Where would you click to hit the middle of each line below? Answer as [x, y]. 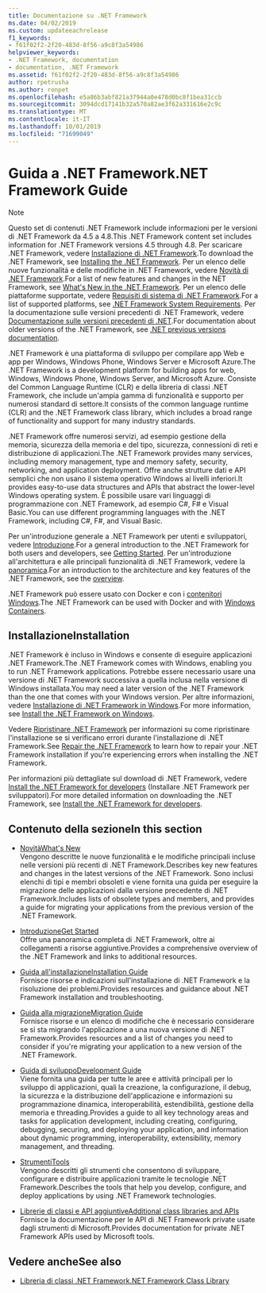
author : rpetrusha [39, 82]
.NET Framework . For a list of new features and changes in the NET [117, 278]
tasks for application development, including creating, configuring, [129, 1121]
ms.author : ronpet [39, 90]
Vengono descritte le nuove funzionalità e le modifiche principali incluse [137, 857]
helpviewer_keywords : [44, 53]
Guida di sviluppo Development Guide [81, 1070]
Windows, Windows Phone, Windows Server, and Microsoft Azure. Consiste [132, 378]
